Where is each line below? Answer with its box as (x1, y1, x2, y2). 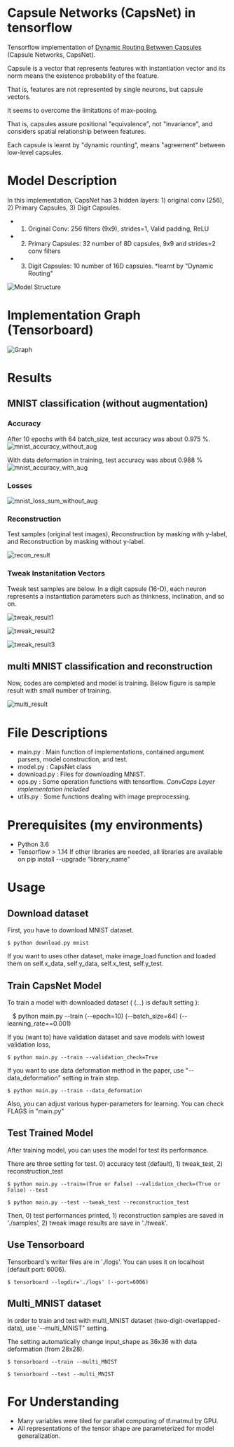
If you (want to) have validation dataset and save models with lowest (7, 1033, 205, 1042)
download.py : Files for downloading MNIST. (17, 770, 146, 779)
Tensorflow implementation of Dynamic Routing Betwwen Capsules (7, 43, 202, 51)
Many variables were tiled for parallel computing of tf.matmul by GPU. (17, 1417, 219, 1425)
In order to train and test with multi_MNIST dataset (7, 1316, 153, 1324)
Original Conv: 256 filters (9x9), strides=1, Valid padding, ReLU (27, 224, 209, 233)
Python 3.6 (17, 840, 49, 849)
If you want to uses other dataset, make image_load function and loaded (7, 952, 216, 960)
